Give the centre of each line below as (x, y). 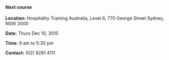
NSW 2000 (17, 24)
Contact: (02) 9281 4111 (30, 53)
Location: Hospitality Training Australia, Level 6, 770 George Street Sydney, (85, 18)
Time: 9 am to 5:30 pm (29, 43)
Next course (19, 7)
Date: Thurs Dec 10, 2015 (32, 33)
